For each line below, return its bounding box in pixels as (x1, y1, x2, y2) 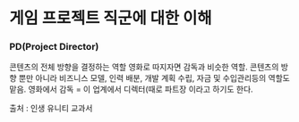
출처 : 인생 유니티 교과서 (9, 103, 93, 114)
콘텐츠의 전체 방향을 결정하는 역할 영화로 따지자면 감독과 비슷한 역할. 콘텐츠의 (9, 61, 279, 72)
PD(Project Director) (9, 41, 99, 53)
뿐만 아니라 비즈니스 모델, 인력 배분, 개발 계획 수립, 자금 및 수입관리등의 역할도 (18, 73, 291, 84)
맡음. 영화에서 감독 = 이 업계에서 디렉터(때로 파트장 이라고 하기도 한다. (9, 84, 253, 94)
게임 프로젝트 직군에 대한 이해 (9, 8, 212, 28)
